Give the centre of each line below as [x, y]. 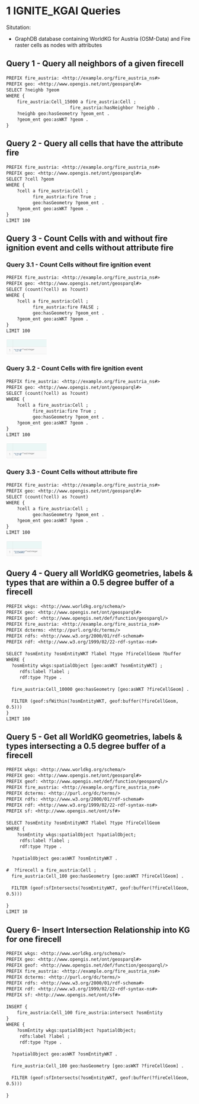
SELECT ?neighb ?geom [33, 90]
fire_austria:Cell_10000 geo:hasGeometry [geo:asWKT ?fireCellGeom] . [100, 689]
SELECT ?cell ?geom [30, 179]
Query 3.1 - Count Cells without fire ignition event [78, 265]
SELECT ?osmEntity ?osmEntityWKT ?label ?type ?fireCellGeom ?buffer [94, 654]
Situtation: [19, 27]
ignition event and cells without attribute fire [90, 248]
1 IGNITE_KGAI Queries [63, 11]
